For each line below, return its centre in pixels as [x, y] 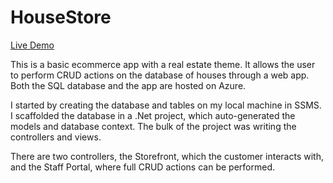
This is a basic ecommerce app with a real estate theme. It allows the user [163, 64]
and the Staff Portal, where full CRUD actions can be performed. [142, 167]
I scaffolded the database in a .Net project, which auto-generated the [153, 115]
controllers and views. [56, 137]
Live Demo [32, 45]
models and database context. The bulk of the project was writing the [153, 126]
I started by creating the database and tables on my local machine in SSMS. [166, 105]
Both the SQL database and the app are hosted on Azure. [128, 85]
